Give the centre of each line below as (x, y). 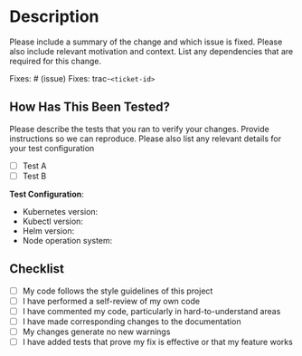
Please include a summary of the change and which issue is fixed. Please (146, 42)
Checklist (37, 269)
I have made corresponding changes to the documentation (132, 321)
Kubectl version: (53, 221)
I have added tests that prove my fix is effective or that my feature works (158, 342)
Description (54, 17)
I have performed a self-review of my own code (111, 301)
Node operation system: (67, 240)
